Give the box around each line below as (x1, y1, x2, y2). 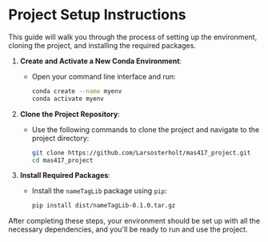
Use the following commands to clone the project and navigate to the (31, 124, 260, 134)
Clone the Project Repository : (19, 109, 120, 119)
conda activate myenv (31, 95, 104, 103)
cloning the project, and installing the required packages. (8, 40, 196, 50)
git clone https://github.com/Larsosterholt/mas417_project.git (31, 148, 251, 157)
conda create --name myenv (31, 87, 122, 95)
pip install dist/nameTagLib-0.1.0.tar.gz (31, 202, 176, 210)
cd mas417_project (31, 156, 94, 164)
